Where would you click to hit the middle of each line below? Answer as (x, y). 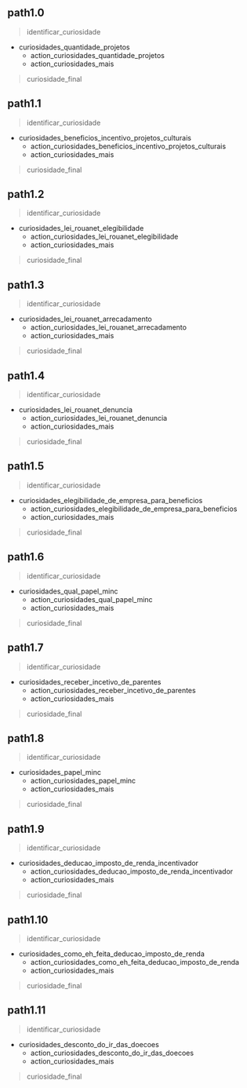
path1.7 (25, 648)
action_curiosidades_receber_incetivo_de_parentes (113, 690)
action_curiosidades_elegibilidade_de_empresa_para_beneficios (134, 509)
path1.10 (28, 920)
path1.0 (26, 13)
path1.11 (27, 1011)
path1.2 (26, 194)
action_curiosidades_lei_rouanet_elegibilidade (104, 237)
